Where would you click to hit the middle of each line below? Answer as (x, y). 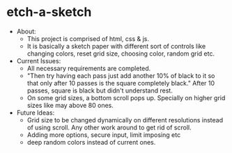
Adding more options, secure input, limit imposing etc (104, 135)
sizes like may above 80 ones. (70, 105)
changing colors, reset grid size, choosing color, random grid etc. (121, 54)
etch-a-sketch (49, 12)
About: (26, 31)
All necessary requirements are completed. (89, 68)
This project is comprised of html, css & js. (88, 38)
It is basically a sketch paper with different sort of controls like (116, 46)
